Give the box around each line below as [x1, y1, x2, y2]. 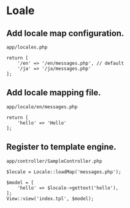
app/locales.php [6, 44, 48, 50]
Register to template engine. [6, 142, 117, 152]
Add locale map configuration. [6, 28, 125, 39]
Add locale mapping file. [6, 87, 101, 98]
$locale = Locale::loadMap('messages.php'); [6, 169, 121, 175]
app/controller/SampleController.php [6, 158, 103, 164]
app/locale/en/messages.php [6, 103, 78, 110]
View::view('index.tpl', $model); [6, 195, 95, 202]
